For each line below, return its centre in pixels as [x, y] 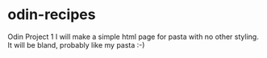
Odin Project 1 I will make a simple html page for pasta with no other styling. [133, 37]
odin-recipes [52, 15]
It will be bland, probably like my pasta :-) [76, 44]
